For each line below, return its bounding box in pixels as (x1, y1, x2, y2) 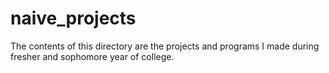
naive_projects (10, 7, 137, 30)
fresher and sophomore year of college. (10, 50, 175, 62)
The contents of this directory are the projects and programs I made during (10, 40, 320, 52)
